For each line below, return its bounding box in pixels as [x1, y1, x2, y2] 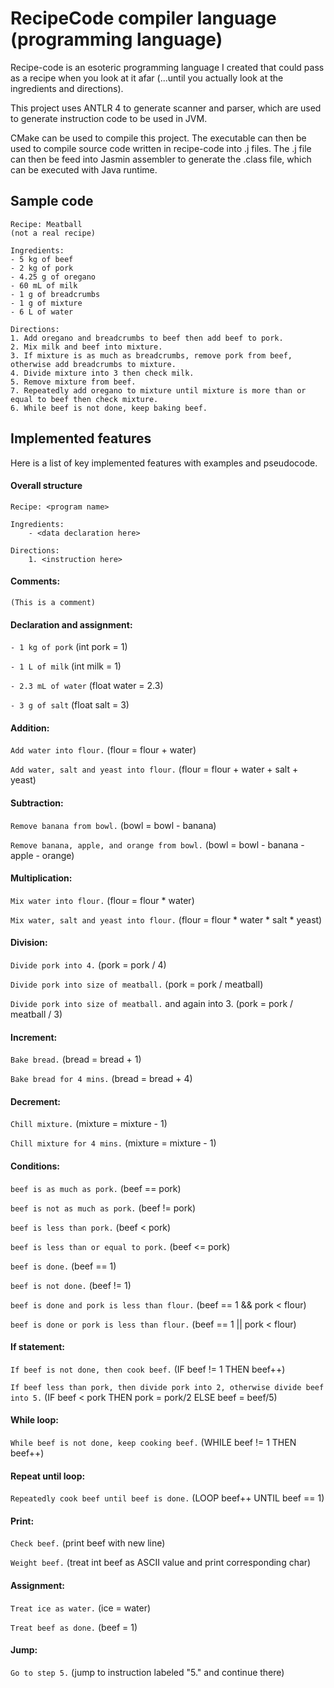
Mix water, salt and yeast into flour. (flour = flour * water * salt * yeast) [10, 913, 323, 926]
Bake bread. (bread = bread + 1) [10, 1053, 142, 1066]
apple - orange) [10, 849, 75, 861]
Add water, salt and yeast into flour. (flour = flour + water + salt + [10, 763, 299, 776]
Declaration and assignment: [10, 618, 133, 631]
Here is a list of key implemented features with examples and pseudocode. [10, 457, 318, 469]
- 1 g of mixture [10, 298, 83, 308]
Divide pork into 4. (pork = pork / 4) [10, 958, 167, 971]
